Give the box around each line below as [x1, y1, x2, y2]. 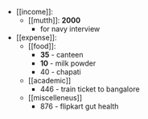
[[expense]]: [15, 32, 57, 42]
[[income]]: [15, 7, 54, 16]
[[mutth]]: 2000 [27, 15, 81, 25]
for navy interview [39, 24, 101, 33]
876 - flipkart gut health [39, 101, 119, 111]
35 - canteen [39, 50, 84, 59]
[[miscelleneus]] [27, 93, 83, 102]
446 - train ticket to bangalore [39, 84, 140, 94]
